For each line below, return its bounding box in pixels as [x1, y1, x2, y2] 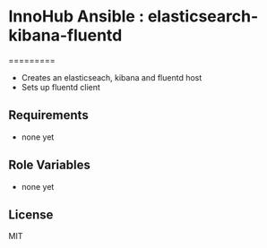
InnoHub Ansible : [8, 6, 145, 27]
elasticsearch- [147, 6, 259, 27]
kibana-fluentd [8, 25, 123, 46]
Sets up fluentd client [21, 81, 100, 92]
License [8, 207, 54, 222]
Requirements [8, 107, 89, 123]
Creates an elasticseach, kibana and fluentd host [21, 72, 202, 82]
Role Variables [8, 158, 90, 173]
